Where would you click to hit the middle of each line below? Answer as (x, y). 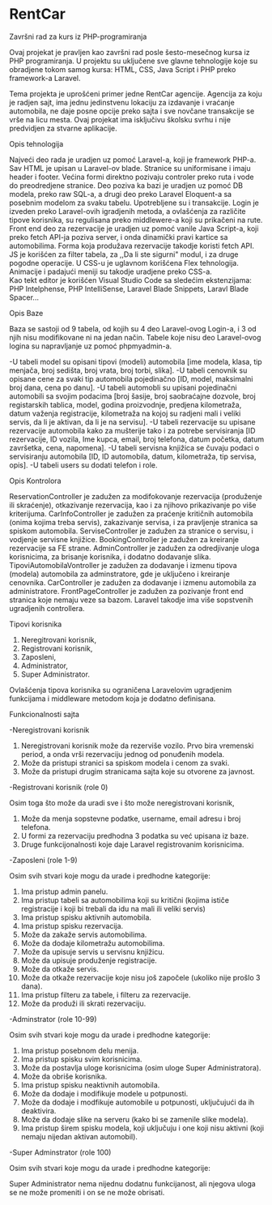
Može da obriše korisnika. (64, 1076)
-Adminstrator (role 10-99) (53, 1019)
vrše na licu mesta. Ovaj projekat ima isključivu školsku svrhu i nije (120, 119)
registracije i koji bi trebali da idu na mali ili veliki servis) (113, 908)
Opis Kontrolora (35, 481)
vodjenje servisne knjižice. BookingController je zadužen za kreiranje (124, 539)
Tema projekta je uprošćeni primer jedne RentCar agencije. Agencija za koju (136, 93)
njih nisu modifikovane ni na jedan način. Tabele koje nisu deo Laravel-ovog (135, 337)
